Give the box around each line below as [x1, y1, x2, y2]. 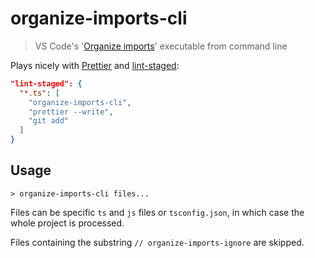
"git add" [28, 116, 70, 126]
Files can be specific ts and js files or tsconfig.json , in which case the [10, 206, 305, 218]
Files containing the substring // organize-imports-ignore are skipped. [10, 236, 305, 248]
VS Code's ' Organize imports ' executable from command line [34, 40, 288, 52]
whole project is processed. [10, 217, 125, 229]
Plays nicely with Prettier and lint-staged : [10, 59, 180, 71]
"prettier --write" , [28, 107, 114, 117]
